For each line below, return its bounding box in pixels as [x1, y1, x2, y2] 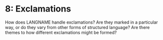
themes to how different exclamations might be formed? [5, 29, 117, 35]
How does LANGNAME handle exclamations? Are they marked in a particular [5, 19, 158, 25]
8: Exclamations [5, 3, 71, 14]
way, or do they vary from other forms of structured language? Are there [5, 24, 150, 30]
